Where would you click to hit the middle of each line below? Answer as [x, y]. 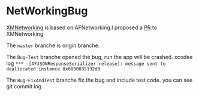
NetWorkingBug [47, 11]
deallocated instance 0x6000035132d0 [53, 69]
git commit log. [25, 86]
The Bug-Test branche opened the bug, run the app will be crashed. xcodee [99, 57]
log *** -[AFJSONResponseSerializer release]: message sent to [86, 63]
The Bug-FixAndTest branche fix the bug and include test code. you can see [99, 80]
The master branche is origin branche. [53, 45]
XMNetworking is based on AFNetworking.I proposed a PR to [82, 27]
